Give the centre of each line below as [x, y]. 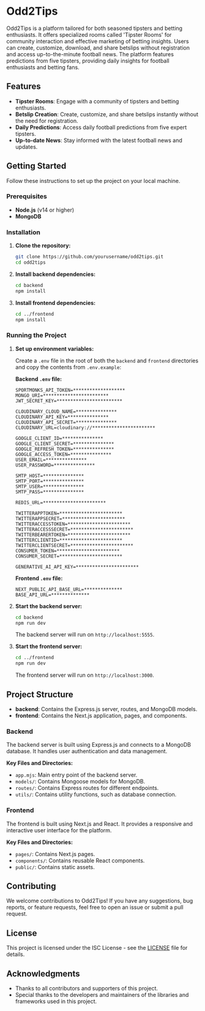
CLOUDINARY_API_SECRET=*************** [66, 422]
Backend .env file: [39, 379]
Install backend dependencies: [55, 274]
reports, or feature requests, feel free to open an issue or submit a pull [95, 908]
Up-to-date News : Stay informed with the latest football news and [99, 140]
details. [16, 954]
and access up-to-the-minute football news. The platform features [90, 54]
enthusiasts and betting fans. [43, 67]
